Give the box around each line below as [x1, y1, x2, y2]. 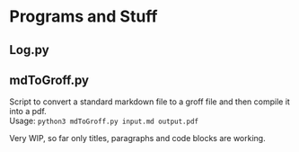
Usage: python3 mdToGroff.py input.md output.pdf [9, 115, 199, 127]
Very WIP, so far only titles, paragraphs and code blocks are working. [9, 133, 267, 144]
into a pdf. [9, 106, 47, 117]
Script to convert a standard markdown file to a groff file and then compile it [9, 96, 290, 107]
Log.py [9, 42, 49, 58]
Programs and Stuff [9, 6, 158, 27]
